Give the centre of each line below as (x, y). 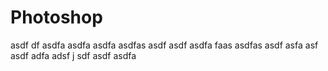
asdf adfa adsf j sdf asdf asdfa (73, 55)
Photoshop (56, 17)
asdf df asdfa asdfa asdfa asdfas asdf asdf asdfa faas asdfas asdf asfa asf (164, 45)
